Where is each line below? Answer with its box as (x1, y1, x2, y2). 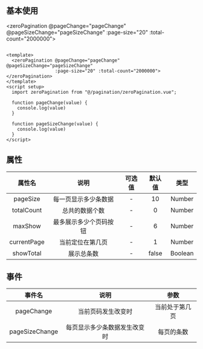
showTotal (12, 249, 42, 257)
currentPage (9, 238, 45, 246)
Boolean (170, 249, 194, 257)
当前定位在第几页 (59, 238, 108, 246)
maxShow (13, 221, 41, 230)
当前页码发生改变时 (77, 307, 133, 316)
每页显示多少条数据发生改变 (65, 323, 145, 331)
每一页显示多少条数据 (53, 195, 114, 203)
